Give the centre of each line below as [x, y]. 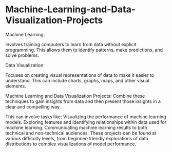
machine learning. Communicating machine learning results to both [77, 127]
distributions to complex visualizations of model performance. [71, 144]
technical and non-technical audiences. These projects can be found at [81, 133]
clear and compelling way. [33, 106]
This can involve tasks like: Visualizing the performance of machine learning [86, 117]
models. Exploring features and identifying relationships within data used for [86, 122]
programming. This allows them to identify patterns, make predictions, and [84, 50]
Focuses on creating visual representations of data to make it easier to [80, 75]
